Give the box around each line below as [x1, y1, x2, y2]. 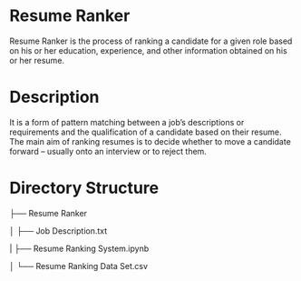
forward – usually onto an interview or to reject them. [9, 146, 207, 156]
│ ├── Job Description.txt [9, 225, 108, 236]
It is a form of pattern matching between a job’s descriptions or [9, 116, 245, 127]
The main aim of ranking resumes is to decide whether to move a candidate [9, 135, 292, 146]
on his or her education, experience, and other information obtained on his [9, 45, 287, 55]
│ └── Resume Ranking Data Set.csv [9, 260, 148, 271]
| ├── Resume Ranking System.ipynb [9, 243, 150, 254]
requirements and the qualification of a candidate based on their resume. [9, 126, 283, 137]
